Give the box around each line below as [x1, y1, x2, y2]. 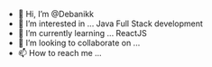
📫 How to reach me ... [17, 48, 102, 58]
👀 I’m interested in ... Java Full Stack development [17, 18, 203, 29]
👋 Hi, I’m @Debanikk [17, 9, 95, 19]
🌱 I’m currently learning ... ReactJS [17, 28, 147, 38]
